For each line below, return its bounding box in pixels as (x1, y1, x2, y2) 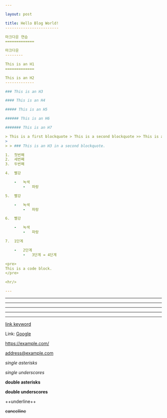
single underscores (5, 370, 45, 375)
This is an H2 (5, 75, 35, 80)
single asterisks (5, 360, 37, 366)
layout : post (5, 11, 32, 16)
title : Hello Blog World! (5, 20, 59, 25)
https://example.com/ (5, 341, 49, 346)
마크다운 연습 (5, 34, 28, 39)
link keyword (5, 321, 31, 327)
